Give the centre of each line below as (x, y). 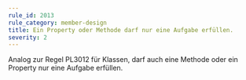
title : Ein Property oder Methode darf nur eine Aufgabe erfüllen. (121, 30)
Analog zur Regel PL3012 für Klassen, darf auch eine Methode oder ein (123, 60)
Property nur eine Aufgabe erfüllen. (66, 68)
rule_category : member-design (58, 23)
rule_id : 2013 (31, 15)
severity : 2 (28, 37)
